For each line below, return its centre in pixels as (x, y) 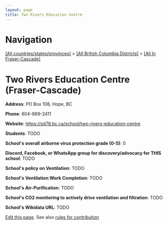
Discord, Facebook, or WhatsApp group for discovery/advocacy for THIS (83, 153)
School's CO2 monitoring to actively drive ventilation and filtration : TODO (84, 198)
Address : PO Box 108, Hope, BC (39, 104)
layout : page (19, 10)
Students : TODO (23, 133)
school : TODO (20, 159)
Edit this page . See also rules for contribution (52, 217)
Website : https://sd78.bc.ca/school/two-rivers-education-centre (73, 124)
